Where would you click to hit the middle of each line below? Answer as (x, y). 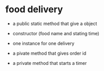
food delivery (34, 9)
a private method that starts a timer (50, 63)
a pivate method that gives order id (49, 53)
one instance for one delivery (44, 43)
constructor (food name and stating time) (56, 33)
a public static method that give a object (55, 23)
